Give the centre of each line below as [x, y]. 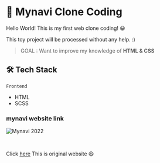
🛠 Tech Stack [32, 70]
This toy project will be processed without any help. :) [71, 39]
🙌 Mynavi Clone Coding [64, 12]
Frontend [17, 86]
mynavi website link [35, 118]
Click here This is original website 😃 [50, 154]
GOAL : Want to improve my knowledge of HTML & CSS [87, 51]
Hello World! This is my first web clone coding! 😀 [66, 28]
